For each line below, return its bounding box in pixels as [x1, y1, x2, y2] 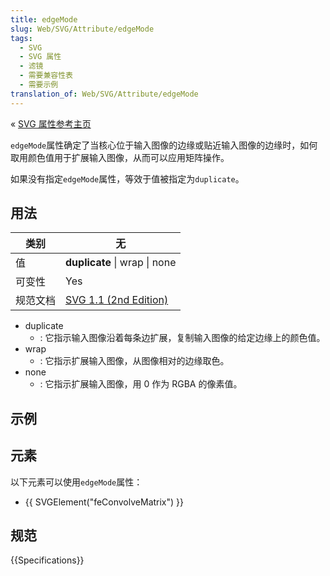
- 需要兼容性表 [19, 71, 74, 81]
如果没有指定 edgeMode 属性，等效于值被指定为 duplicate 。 [10, 172, 245, 185]
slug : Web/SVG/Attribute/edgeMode [10, 24, 155, 34]
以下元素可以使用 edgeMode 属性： [10, 476, 143, 488]
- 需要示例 [19, 80, 59, 90]
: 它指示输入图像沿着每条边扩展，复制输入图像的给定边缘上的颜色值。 [39, 332, 326, 344]
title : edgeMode [10, 14, 78, 25]
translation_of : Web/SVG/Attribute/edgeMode [10, 89, 199, 99]
